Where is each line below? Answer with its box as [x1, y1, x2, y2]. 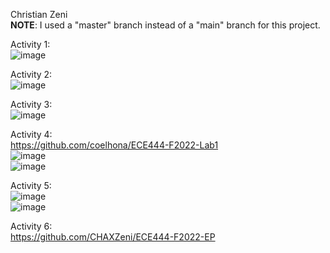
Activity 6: [10, 220, 53, 232]
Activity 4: [10, 129, 53, 140]
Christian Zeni [10, 9, 68, 20]
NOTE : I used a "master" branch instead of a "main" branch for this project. [10, 19, 321, 31]
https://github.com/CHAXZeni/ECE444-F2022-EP [10, 231, 216, 243]
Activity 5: [10, 180, 52, 191]
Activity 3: [10, 99, 53, 110]
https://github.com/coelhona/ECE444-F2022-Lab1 [10, 139, 219, 151]
